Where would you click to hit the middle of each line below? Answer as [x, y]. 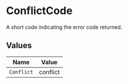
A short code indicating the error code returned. [64, 27]
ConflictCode [39, 11]
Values [19, 46]
